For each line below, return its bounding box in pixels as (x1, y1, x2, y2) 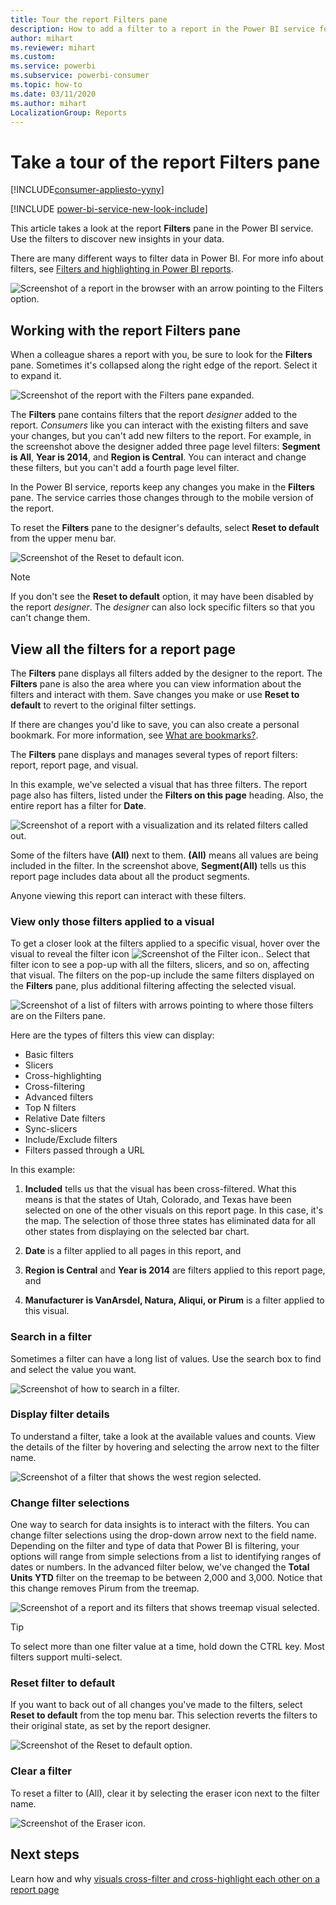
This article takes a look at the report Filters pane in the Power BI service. (10, 222, 314, 235)
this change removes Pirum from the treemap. (10, 1582, 200, 1595)
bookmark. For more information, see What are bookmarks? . (10, 729, 259, 741)
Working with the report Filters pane (10, 322, 242, 339)
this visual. (24, 1305, 70, 1317)
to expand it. (10, 370, 62, 382)
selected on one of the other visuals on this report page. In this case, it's (24, 1204, 324, 1216)
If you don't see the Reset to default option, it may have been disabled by (10, 591, 314, 603)
